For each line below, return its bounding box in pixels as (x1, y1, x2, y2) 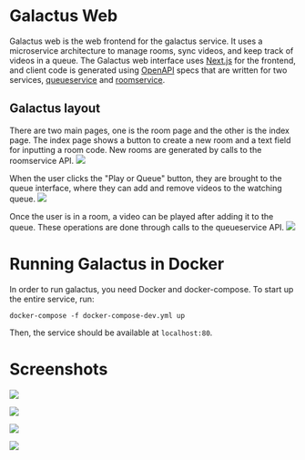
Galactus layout (9, 101, 101, 117)
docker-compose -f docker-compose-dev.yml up (9, 311, 185, 320)
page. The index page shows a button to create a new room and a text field (9, 134, 291, 146)
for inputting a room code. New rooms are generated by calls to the (9, 144, 262, 155)
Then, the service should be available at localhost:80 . (9, 327, 213, 338)
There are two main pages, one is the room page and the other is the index (9, 125, 290, 136)
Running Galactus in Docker (9, 253, 225, 274)
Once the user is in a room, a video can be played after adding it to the (9, 210, 274, 221)
